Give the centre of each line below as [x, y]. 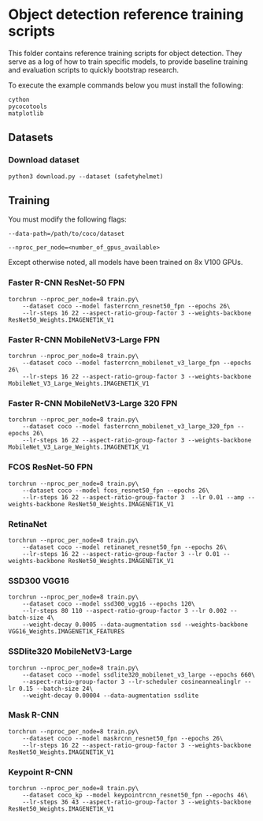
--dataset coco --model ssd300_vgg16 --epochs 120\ [109, 604]
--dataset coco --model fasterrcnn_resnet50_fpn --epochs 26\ [126, 306]
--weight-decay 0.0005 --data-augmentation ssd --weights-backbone [135, 625]
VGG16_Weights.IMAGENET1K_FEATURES [67, 632]
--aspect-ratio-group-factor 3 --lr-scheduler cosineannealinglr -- [137, 681]
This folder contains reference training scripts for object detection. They [125, 53]
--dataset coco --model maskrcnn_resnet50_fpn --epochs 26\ [123, 738]
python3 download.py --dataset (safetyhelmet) [86, 176]
